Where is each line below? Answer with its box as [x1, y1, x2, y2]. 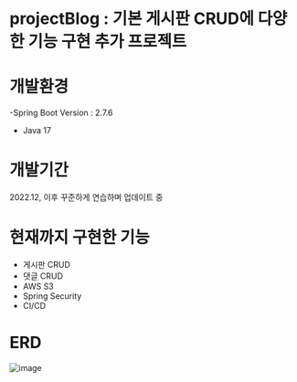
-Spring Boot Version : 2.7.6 [9, 107, 113, 119]
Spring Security [22, 291, 82, 302]
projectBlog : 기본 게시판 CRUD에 [9, 8, 254, 29]
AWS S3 [22, 281, 55, 292]
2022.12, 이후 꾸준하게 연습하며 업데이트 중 [9, 192, 164, 203]
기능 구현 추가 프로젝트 [27, 31, 187, 52]
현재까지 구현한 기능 [9, 228, 151, 248]
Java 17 [22, 125, 52, 136]
